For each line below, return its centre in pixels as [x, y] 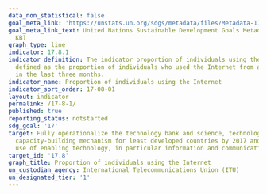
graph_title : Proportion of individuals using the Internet [110, 163]
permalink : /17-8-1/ [43, 104]
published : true [35, 112]
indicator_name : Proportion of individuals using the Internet [115, 82]
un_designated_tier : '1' [49, 178]
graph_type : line [37, 45]
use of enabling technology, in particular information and [117, 148]
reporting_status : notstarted [58, 119]
